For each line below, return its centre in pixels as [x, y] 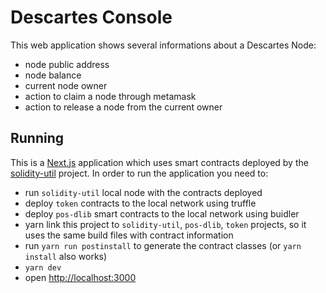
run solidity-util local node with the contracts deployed [143, 192]
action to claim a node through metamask [110, 96]
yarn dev [43, 267]
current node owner [66, 85]
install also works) [66, 256]
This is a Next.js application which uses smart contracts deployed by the [159, 162]
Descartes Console [91, 17]
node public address [67, 64]
